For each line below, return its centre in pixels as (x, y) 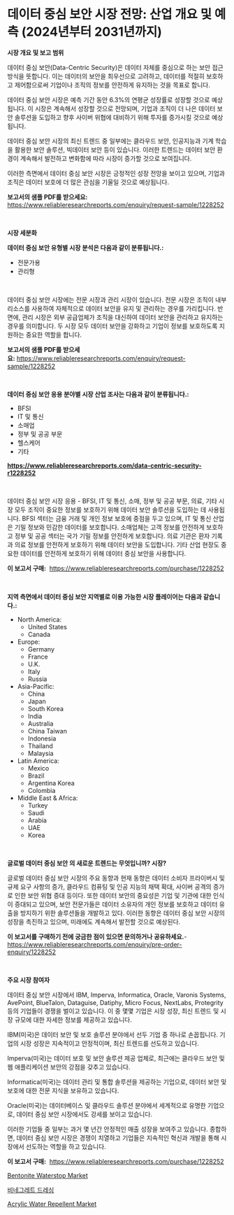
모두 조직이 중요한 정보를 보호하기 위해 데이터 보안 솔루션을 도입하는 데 (110, 510)
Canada (39, 634)
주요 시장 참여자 (29, 980)
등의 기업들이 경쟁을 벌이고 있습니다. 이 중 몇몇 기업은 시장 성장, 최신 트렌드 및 (113, 1011)
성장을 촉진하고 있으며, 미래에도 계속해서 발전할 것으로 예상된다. (94, 922)
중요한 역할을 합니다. (54, 335)
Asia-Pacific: (36, 686)
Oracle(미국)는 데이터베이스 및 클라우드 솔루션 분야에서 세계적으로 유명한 (107, 1105)
